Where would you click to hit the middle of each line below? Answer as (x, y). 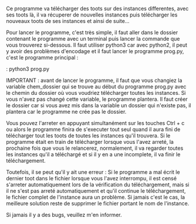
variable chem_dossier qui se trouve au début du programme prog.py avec (96, 87)
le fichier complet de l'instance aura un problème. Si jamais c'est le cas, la (96, 197)
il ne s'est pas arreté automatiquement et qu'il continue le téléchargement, (96, 191)
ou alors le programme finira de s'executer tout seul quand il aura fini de (93, 129)
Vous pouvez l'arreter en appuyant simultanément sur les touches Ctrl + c (95, 123)
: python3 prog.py (28, 69)
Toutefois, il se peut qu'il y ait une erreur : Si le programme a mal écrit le (93, 172)
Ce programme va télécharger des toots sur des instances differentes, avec (97, 9)
